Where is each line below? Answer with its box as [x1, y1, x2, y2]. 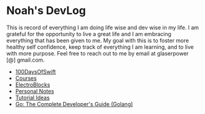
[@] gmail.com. [6, 56, 45, 63]
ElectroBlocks [15, 80, 50, 88]
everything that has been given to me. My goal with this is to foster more [6, 37, 189, 44]
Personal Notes [15, 87, 54, 94]
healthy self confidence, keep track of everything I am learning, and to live [6, 43, 194, 51]
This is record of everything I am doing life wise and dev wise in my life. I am [6, 24, 199, 31]
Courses [15, 74, 37, 82]
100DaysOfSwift [15, 68, 56, 75]
